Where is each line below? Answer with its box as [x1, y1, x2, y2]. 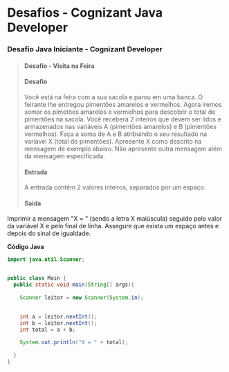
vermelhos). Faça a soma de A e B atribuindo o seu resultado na [24, 130, 208, 138]
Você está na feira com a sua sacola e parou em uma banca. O [24, 92, 203, 101]
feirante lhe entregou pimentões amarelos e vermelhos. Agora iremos [24, 100, 223, 108]
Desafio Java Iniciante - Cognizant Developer [7, 44, 163, 54]
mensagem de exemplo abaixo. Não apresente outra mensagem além [24, 144, 223, 153]
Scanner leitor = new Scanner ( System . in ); [19, 294, 144, 301]
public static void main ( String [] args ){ [13, 281, 135, 289]
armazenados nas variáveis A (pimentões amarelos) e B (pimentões [24, 122, 217, 130]
